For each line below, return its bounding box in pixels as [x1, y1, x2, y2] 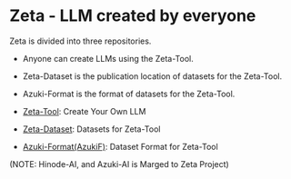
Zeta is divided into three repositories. [9, 35, 152, 46]
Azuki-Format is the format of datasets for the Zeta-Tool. [22, 88, 236, 99]
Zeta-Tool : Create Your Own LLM [22, 105, 146, 116]
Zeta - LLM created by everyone [9, 5, 256, 26]
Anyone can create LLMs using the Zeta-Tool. [22, 53, 194, 64]
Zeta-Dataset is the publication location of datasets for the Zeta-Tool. [22, 70, 283, 82]
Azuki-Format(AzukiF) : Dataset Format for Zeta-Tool [22, 141, 218, 152]
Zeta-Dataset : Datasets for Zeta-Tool [22, 124, 161, 134]
